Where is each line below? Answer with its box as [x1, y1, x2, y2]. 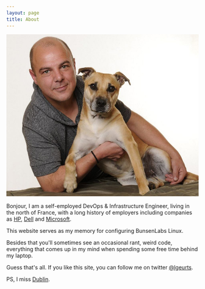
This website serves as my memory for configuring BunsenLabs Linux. [6, 227, 184, 234]
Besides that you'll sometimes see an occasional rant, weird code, [6, 238, 173, 246]
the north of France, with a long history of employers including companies [6, 209, 192, 216]
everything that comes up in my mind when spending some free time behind [6, 245, 198, 252]
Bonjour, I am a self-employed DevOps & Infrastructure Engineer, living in [6, 202, 190, 210]
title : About [6, 16, 40, 23]
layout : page [6, 10, 40, 16]
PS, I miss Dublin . [6, 275, 51, 283]
